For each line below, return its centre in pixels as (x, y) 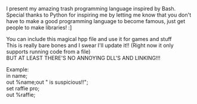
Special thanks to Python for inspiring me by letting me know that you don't (99, 15)
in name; (17, 76)
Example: (18, 70)
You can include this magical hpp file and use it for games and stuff (89, 39)
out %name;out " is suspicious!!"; (47, 82)
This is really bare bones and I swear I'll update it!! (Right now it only (90, 45)
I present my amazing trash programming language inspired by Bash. (91, 9)
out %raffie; (21, 95)
